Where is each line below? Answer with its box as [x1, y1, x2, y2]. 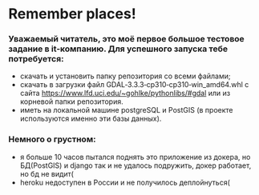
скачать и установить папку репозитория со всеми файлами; [19, 71, 231, 81]
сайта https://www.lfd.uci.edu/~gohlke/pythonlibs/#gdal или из [19, 89, 231, 98]
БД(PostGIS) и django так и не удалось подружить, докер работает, [19, 161, 252, 170]
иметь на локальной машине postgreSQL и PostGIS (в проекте [19, 105, 233, 115]
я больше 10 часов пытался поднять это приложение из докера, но [19, 152, 251, 161]
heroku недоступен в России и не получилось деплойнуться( [19, 177, 231, 187]
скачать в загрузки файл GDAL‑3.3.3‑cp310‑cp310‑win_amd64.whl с [19, 80, 249, 90]
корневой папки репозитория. [19, 97, 123, 106]
